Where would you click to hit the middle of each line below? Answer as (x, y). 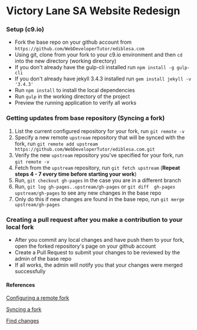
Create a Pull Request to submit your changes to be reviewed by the (97, 253)
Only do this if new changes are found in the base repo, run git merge (99, 199)
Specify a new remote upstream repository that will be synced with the (100, 137)
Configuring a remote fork (38, 298)
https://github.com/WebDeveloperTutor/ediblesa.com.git (85, 149)
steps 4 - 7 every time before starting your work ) (75, 174)
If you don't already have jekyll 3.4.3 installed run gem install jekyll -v (103, 79)
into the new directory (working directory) (65, 61)
